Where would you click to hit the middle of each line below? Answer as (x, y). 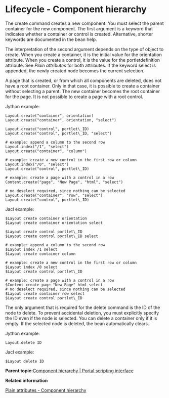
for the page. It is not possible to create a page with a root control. (74, 97)
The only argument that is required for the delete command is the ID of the (83, 307)
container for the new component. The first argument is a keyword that (79, 28)
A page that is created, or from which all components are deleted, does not (83, 80)
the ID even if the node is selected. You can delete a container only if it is (81, 318)
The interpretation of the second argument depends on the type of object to (85, 49)
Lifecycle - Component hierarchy (76, 9)
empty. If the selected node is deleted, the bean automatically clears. (77, 323)
